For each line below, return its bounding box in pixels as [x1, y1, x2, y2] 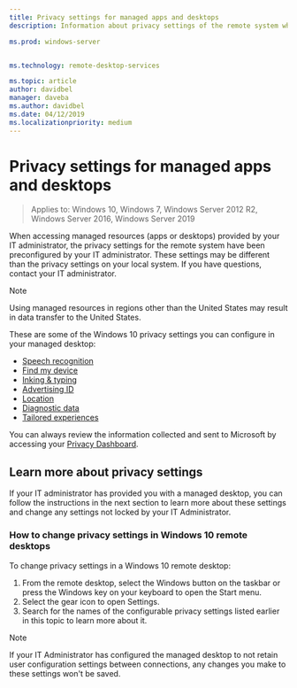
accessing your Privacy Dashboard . [9, 439, 139, 450]
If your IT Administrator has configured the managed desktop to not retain [9, 649, 278, 660]
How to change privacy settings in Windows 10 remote [9, 529, 248, 541]
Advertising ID [21, 384, 74, 395]
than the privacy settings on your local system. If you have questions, [9, 259, 263, 270]
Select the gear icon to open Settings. [21, 596, 161, 607]
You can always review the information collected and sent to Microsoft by [9, 429, 277, 440]
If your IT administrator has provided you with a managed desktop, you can [9, 488, 283, 499]
